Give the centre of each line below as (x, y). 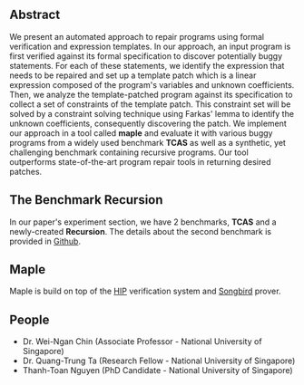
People (29, 319)
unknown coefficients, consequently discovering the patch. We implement (148, 123)
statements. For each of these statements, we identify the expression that (147, 65)
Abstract (35, 15)
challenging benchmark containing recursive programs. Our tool (129, 152)
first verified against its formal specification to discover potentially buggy (146, 56)
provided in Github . (45, 241)
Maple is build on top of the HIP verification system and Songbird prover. (145, 291)
